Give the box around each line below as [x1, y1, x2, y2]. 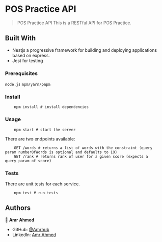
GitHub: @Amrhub [12, 226, 50, 232]
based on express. [12, 52, 50, 58]
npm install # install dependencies [14, 104, 89, 109]
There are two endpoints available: [5, 136, 75, 141]
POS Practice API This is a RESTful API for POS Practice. [17, 20, 132, 26]
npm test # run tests [14, 190, 58, 195]
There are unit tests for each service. [5, 181, 80, 187]
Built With [5, 34, 36, 42]
